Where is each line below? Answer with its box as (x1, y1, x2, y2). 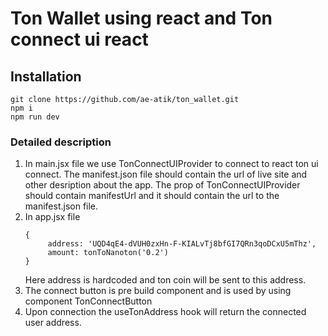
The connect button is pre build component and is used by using (24, 285, 292, 297)
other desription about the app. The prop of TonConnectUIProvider (24, 179, 301, 191)
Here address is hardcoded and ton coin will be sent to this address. (24, 274, 307, 286)
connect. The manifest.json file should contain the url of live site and (24, 168, 308, 181)
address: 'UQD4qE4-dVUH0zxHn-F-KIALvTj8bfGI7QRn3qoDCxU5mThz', (47, 239, 317, 249)
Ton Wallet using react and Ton (10, 7, 273, 30)
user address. (24, 317, 82, 329)
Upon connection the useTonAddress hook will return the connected (24, 306, 307, 318)
